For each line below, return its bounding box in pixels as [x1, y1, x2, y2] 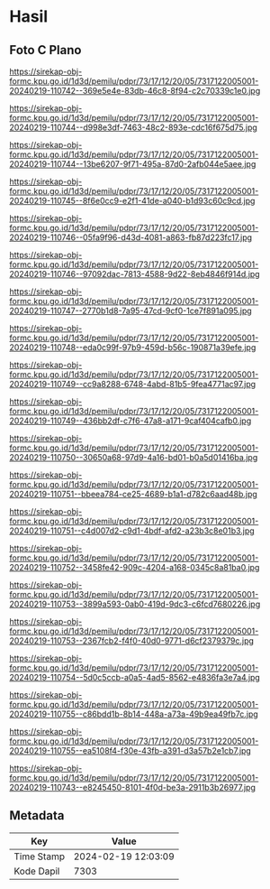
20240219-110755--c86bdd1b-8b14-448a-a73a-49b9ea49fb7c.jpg [9, 708, 258, 719]
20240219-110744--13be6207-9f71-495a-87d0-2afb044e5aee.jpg [9, 159, 256, 169]
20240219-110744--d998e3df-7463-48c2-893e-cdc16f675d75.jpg [9, 122, 258, 133]
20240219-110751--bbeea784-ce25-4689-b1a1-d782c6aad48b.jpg [9, 489, 258, 499]
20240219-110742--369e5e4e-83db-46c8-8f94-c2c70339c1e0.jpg [9, 86, 261, 96]
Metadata [9, 808, 65, 823]
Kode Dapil [13, 865, 60, 877]
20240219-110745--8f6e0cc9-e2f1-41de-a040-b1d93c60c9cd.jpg [9, 196, 256, 206]
